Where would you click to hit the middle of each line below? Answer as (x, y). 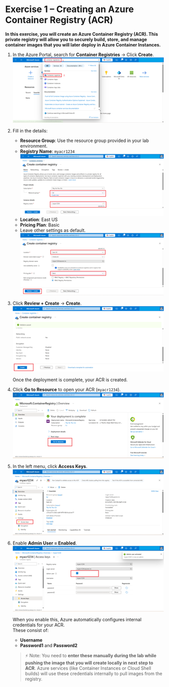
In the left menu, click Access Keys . (50, 467)
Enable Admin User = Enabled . (45, 543)
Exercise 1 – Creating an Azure (70, 9)
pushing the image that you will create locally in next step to (89, 663)
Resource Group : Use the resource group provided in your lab (84, 141)
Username (31, 640)
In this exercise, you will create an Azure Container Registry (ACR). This (82, 34)
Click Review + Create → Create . (47, 303)
